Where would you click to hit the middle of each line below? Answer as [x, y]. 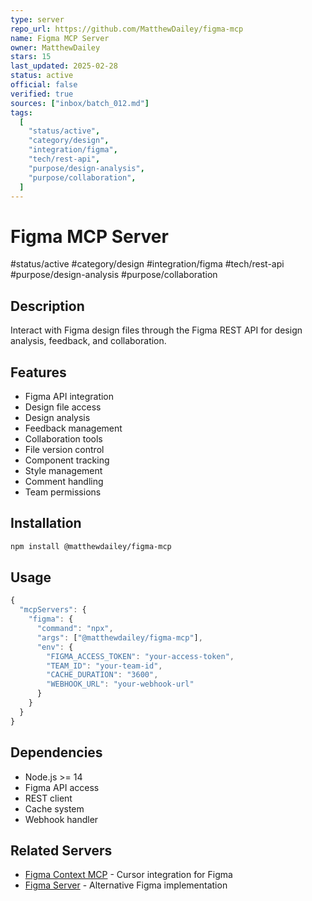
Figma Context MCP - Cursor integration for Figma [128, 875]
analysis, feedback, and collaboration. [88, 341]
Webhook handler [61, 819]
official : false [44, 85]
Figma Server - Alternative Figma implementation [126, 885]
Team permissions [63, 492]
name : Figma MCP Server [60, 38]
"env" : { [55, 647]
